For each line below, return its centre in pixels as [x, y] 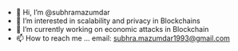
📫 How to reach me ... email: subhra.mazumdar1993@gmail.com [123, 38]
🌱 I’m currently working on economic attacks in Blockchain [112, 29]
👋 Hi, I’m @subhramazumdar [63, 12]
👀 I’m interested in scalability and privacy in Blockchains [108, 21]
